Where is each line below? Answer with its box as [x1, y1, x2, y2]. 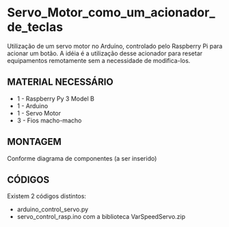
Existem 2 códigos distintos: [7, 192, 87, 200]
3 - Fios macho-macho [16, 116, 82, 124]
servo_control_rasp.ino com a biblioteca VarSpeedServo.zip [16, 213, 186, 221]
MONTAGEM [7, 136, 62, 148]
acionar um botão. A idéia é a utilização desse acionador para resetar [7, 49, 203, 57]
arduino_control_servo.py [16, 205, 89, 213]
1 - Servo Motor [16, 109, 62, 117]
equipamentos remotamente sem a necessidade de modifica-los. [7, 56, 191, 64]
